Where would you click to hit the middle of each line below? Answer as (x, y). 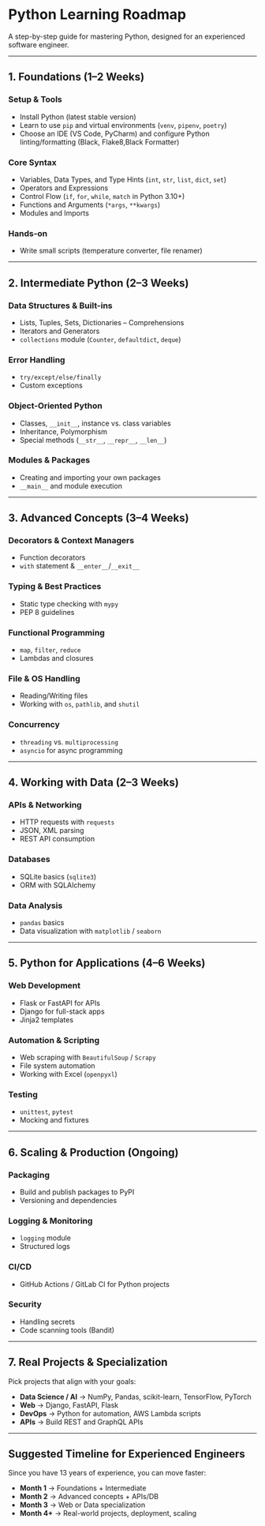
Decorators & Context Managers (71, 541)
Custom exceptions (51, 385)
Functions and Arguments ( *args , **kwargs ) (90, 204)
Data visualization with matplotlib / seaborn (90, 931)
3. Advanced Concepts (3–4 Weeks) (99, 518)
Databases (29, 860)
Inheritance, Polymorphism (63, 431)
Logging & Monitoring (50, 1220)
